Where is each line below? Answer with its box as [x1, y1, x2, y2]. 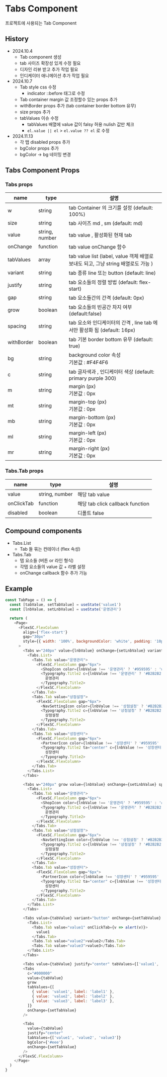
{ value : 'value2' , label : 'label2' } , [31, 994, 114, 999]
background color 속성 [69, 351, 121, 358]
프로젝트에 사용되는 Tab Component [5, 20, 77, 26]
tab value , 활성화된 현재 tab [69, 232, 132, 239]
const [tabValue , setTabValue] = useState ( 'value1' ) [9, 602, 121, 607]
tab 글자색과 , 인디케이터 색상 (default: [69, 368, 155, 375]
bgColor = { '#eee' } [27, 1040, 64, 1045]
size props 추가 [19, 109, 51, 115]
